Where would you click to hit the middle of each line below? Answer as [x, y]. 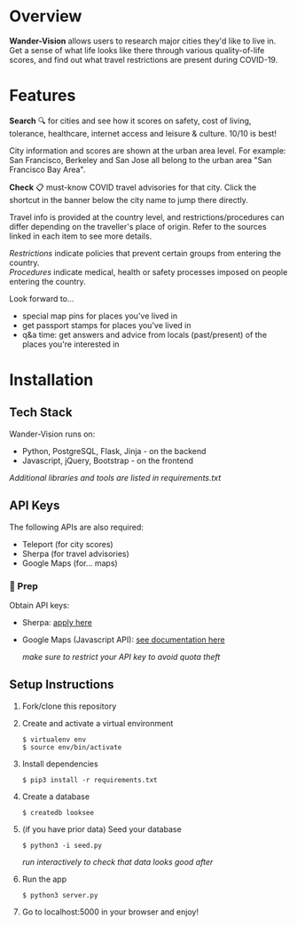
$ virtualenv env [54, 739]
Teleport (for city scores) [67, 544]
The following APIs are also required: [77, 527]
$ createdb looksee [58, 812]
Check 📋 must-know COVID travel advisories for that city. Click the [133, 187]
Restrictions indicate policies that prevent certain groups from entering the [145, 253]
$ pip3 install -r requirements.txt [90, 780]
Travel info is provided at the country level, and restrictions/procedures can [147, 217]
